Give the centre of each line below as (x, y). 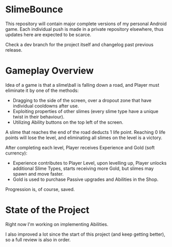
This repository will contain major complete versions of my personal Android (86, 24)
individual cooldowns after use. (46, 106)
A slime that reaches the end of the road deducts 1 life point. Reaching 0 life (85, 132)
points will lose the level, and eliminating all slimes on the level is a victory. (84, 138)
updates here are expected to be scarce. (48, 34)
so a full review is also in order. (38, 239)
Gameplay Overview (50, 71)
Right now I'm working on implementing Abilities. (57, 224)
